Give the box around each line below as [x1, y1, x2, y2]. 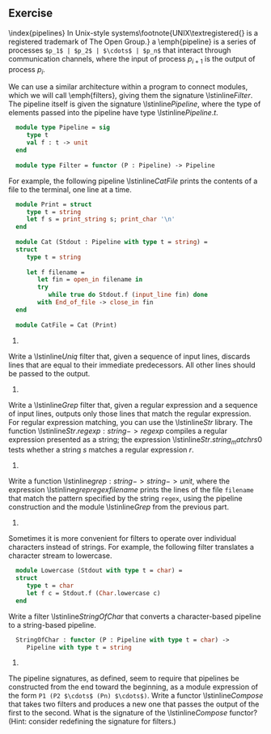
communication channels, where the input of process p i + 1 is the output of [8, 54, 256, 66]
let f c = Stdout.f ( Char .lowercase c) [26, 589, 161, 597]
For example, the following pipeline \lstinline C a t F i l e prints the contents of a [8, 176, 258, 186]
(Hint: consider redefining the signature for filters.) [8, 717, 176, 727]
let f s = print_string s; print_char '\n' [26, 215, 176, 224]
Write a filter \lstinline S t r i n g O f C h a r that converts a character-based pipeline [8, 612, 261, 621]
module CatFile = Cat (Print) [15, 320, 117, 329]
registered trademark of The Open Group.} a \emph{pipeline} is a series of [8, 36, 256, 46]
